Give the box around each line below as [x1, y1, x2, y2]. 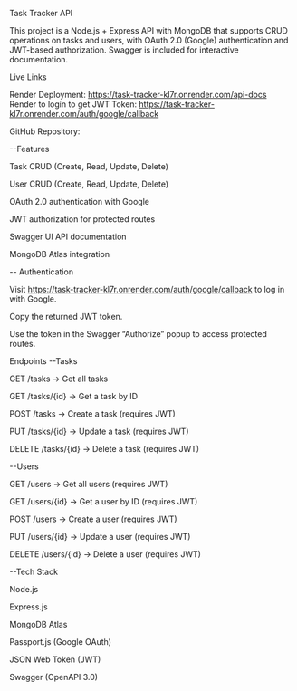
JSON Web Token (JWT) [9, 654, 101, 665]
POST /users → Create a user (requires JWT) [9, 513, 178, 524]
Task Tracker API [9, 8, 73, 18]
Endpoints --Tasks [9, 356, 78, 366]
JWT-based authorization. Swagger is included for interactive [9, 44, 239, 55]
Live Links [9, 72, 47, 82]
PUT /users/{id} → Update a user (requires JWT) [9, 532, 191, 542]
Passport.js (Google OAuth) [9, 637, 111, 647]
